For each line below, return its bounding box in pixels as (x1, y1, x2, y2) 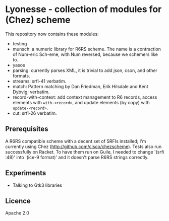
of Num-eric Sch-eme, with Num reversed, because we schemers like (12, 51, 158, 57)
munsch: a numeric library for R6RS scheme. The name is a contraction (12, 46, 161, 52)
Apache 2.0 (5, 210, 29, 216)
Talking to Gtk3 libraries (12, 182, 62, 188)
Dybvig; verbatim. (12, 89, 50, 95)
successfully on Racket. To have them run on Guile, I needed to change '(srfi (5, 149, 164, 155)
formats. (12, 72, 30, 79)
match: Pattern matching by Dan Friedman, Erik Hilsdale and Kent (12, 83, 149, 89)
